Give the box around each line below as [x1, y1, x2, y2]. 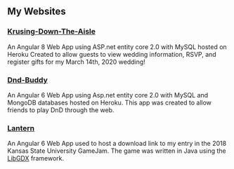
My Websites [7, 6, 67, 18]
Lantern [7, 123, 35, 133]
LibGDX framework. [7, 154, 65, 163]
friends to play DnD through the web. [7, 105, 115, 114]
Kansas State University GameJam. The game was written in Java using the [7, 147, 226, 155]
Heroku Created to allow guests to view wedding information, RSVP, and [7, 50, 216, 58]
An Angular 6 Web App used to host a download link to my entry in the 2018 [7, 140, 227, 148]
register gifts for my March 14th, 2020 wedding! [7, 58, 145, 66]
